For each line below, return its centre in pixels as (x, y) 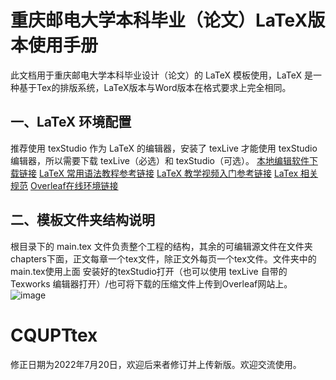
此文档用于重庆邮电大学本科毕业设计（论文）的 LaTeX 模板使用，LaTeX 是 (161, 75)
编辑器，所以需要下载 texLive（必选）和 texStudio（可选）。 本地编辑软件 (160, 160)
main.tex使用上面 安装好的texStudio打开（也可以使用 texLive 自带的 (149, 271)
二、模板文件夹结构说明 (82, 220)
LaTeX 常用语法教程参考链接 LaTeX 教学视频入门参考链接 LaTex (168, 173)
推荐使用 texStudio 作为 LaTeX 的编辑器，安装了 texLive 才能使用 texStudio (164, 148)
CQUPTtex (54, 335)
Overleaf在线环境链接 (74, 185)
